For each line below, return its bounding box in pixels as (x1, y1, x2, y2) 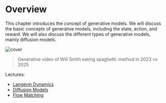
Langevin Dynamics (12, 81, 54, 87)
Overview (5, 4, 47, 15)
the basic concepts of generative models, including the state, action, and (5, 25, 157, 31)
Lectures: (5, 71, 25, 77)
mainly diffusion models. (5, 37, 57, 43)
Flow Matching (12, 92, 44, 98)
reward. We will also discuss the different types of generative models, (5, 31, 151, 37)
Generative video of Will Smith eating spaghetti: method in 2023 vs (17, 56, 158, 62)
